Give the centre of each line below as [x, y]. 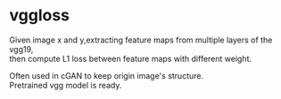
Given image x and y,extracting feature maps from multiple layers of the [141, 40]
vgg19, [21, 49]
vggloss [39, 15]
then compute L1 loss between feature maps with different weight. [131, 58]
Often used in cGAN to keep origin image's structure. [106, 75]
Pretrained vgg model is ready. [66, 85]
